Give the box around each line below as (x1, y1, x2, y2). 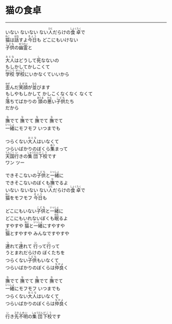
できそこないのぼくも (5, 180, 50, 186)
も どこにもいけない (36, 36, 78, 43)
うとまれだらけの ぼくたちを (5, 250, 65, 256)
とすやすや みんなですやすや (10, 230, 70, 236)
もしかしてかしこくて (5, 64, 50, 70)
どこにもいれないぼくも (5, 215, 55, 221)
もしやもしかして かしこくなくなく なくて (5, 90, 93, 96)
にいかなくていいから (24, 71, 70, 77)
